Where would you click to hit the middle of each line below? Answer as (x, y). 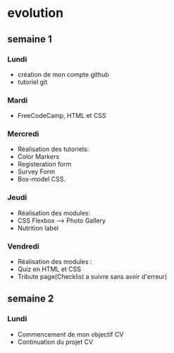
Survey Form (36, 172)
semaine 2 (31, 299)
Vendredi (24, 246)
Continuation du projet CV (55, 342)
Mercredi (23, 134)
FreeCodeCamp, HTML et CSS (62, 116)
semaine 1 (30, 39)
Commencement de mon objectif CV (70, 334)
